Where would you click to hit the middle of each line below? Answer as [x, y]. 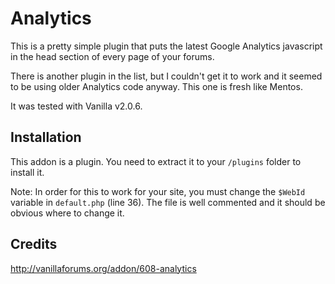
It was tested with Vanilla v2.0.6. [76, 106]
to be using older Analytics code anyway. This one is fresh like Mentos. [156, 86]
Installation [46, 137]
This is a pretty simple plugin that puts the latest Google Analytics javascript [166, 46]
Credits [34, 244]
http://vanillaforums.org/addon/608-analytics [103, 268]
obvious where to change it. [67, 213]
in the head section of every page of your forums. [112, 56]
